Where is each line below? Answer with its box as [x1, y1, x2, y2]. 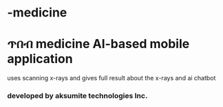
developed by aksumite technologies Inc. [7, 91, 148, 101]
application [7, 51, 74, 67]
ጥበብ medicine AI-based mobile [7, 36, 190, 52]
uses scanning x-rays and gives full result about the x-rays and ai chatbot [7, 74, 216, 82]
